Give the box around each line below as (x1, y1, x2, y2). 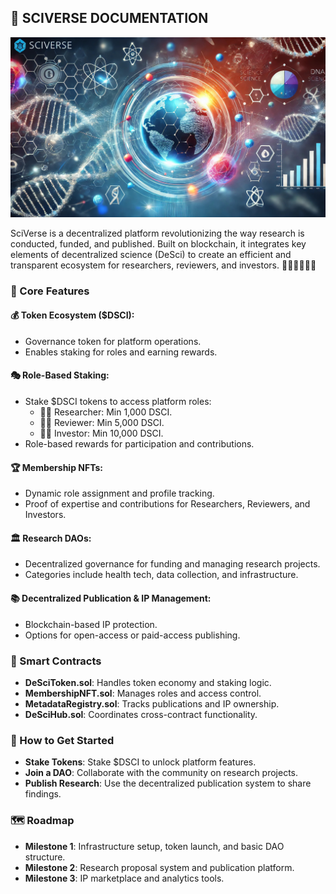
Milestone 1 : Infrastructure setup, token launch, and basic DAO (24, 840, 285, 852)
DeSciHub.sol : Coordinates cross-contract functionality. (24, 708, 258, 720)
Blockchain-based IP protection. (24, 618, 158, 630)
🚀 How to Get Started (10, 733, 115, 747)
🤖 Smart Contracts (10, 654, 102, 668)
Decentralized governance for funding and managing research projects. (24, 558, 321, 570)
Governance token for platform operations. (24, 335, 202, 347)
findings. (24, 788, 62, 800)
